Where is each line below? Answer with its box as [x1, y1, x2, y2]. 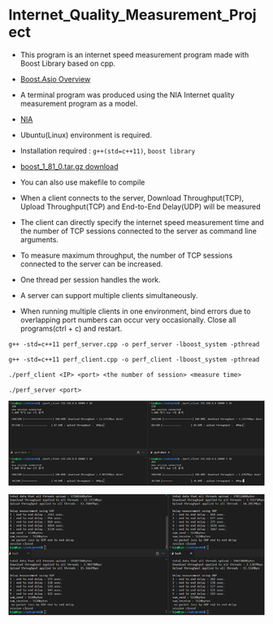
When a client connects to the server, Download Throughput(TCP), [19, 193, 245, 202]
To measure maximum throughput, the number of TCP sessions [19, 250, 233, 260]
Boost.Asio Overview [19, 74, 91, 84]
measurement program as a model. [19, 98, 138, 108]
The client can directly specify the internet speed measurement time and [19, 217, 264, 227]
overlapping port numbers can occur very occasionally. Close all [19, 314, 236, 324]
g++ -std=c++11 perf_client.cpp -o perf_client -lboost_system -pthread [8, 355, 260, 363]
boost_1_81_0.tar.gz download [19, 161, 119, 171]
